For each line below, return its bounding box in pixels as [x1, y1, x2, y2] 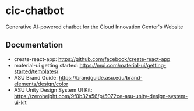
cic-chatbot [5, 4, 64, 17]
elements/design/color [13, 80, 68, 87]
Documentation [5, 40, 64, 50]
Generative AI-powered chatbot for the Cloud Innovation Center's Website [5, 23, 184, 30]
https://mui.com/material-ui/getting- [79, 62, 167, 69]
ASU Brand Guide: [13, 74, 58, 81]
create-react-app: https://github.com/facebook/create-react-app [13, 55, 171, 62]
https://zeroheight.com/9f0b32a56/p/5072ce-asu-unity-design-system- [13, 92, 188, 99]
